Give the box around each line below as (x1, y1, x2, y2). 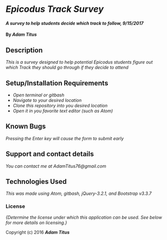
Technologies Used (5, 177, 67, 186)
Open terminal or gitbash (12, 92, 65, 98)
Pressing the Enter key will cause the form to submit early (5, 135, 124, 141)
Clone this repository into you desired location (12, 103, 108, 108)
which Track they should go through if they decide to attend (5, 65, 129, 71)
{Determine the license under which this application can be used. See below (5, 214, 162, 220)
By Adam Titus (5, 31, 37, 38)
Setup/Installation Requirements (5, 79, 108, 87)
